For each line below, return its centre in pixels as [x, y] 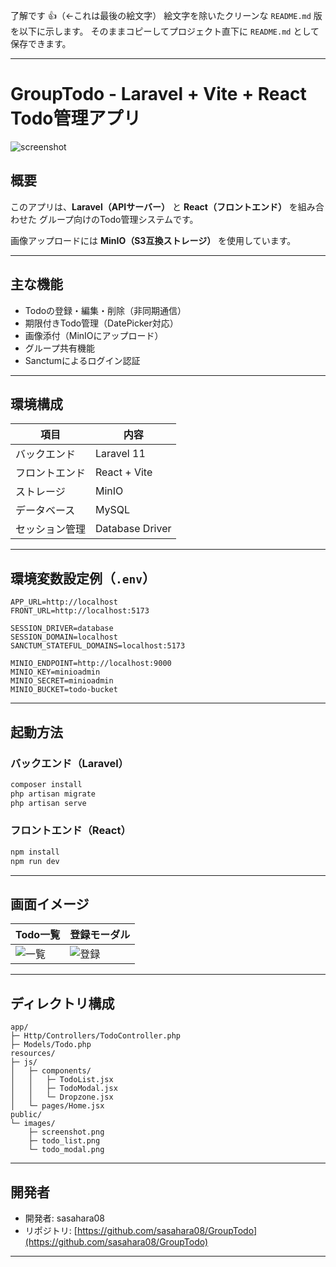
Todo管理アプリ [76, 118]
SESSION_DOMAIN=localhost [64, 637]
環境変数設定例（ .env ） [83, 578]
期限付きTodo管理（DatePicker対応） [101, 323]
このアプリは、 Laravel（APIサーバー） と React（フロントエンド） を [154, 206]
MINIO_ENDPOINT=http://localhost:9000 [91, 664]
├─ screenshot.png [66, 1132]
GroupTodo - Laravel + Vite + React [158, 94]
